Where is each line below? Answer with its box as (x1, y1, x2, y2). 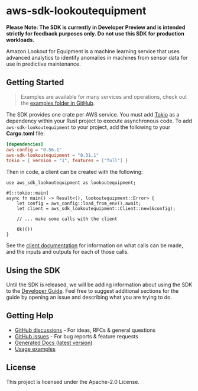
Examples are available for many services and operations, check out (20, 93, 187, 100)
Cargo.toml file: (6, 130, 46, 137)
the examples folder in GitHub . (20, 99, 95, 106)
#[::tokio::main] (6, 190, 49, 196)
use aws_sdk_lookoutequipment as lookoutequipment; (6, 180, 136, 186)
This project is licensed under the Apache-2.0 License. (6, 378, 140, 385)
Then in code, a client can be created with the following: (6, 169, 143, 176)
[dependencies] (6, 141, 44, 147)
